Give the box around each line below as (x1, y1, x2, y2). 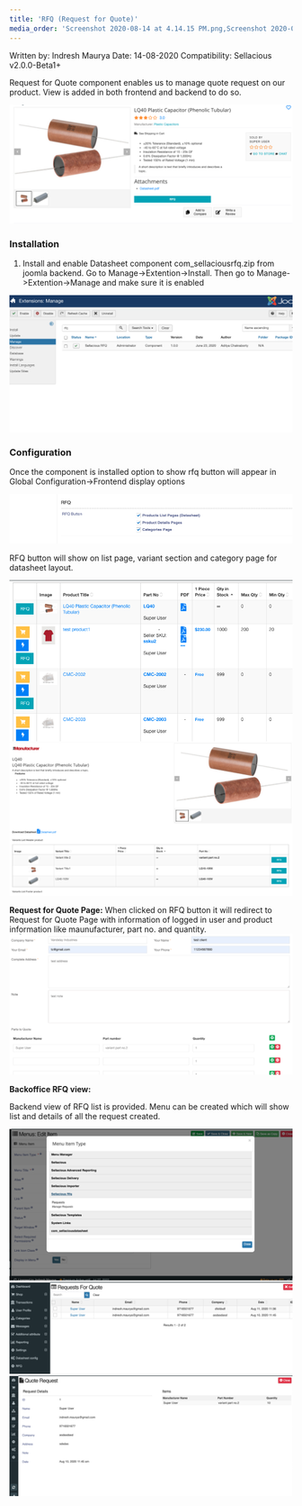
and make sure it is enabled (102, 278, 205, 288)
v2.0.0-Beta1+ (9, 59, 61, 70)
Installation (9, 238, 60, 251)
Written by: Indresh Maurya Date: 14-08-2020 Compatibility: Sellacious (9, 50, 272, 60)
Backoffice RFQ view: (9, 1083, 92, 1094)
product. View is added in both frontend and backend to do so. (9, 87, 242, 97)
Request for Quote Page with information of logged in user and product (9, 915, 273, 926)
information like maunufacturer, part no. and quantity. (9, 924, 207, 935)
